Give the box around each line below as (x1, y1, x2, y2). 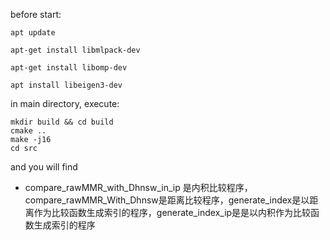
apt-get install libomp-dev (10, 63, 128, 73)
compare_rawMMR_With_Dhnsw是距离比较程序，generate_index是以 (24, 194, 310, 206)
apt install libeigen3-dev (10, 80, 123, 90)
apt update (10, 28, 56, 38)
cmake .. (10, 126, 47, 136)
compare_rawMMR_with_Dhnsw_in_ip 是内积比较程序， (24, 182, 253, 193)
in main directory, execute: (10, 98, 120, 109)
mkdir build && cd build (10, 117, 114, 127)
